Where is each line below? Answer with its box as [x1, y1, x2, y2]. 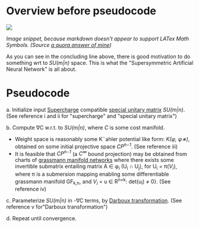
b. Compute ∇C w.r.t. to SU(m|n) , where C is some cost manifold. [6, 124, 165, 131]
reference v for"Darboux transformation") [6, 204, 108, 211]
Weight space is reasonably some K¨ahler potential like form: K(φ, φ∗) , [14, 135, 190, 142]
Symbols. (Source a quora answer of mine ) [6, 41, 112, 48]
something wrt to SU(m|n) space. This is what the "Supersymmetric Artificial [6, 59, 194, 66]
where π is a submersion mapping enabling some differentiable [14, 170, 169, 177]
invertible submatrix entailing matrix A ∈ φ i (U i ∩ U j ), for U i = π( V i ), [14, 163, 178, 171]
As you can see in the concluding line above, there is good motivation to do [6, 52, 191, 60]
